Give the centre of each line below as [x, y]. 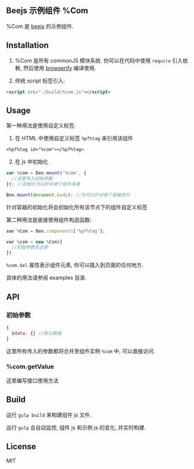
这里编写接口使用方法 [32, 380]
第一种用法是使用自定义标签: [41, 126]
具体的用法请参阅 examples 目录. [47, 278]
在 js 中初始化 [32, 162]
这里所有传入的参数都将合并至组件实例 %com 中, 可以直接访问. [81, 351]
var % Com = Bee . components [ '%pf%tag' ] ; [56, 231]
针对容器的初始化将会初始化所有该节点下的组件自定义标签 [77, 207]
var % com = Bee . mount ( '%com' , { [46, 173]
